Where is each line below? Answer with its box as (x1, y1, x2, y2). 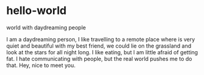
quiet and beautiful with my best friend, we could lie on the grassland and (6, 42, 191, 49)
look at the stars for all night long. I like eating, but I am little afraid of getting (6, 48, 199, 55)
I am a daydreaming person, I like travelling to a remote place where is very (6, 35, 195, 43)
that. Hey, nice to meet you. (6, 62, 76, 69)
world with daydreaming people (6, 24, 86, 31)
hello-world (6, 4, 67, 18)
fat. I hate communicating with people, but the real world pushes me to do (6, 55, 192, 62)
